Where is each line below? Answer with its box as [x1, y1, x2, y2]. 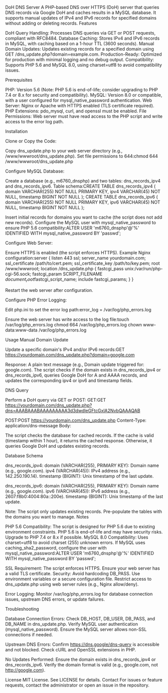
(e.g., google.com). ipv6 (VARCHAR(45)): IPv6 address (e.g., [5, 488, 130, 494]
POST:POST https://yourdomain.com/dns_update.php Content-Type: [5, 417, 147, 423]
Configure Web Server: [5, 240, 53, 246]
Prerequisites [5, 77, 33, 83]
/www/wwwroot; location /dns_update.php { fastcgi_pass [5, 266, 124, 271]
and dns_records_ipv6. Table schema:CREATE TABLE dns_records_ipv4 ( [5, 183, 156, 189]
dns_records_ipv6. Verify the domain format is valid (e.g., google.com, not [5, 661, 158, 667]
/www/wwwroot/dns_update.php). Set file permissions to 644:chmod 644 [5, 153, 158, 159]
